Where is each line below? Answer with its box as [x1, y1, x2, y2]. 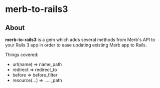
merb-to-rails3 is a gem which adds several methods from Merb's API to [5, 36, 156, 42]
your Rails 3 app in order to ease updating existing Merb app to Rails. [5, 42, 147, 48]
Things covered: [5, 51, 39, 57]
